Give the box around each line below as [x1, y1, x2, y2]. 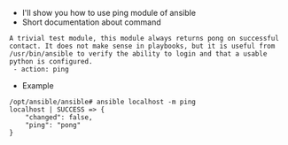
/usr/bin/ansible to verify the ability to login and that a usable [9, 50, 268, 58]
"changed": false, [25, 113, 93, 122]
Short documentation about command [21, 17, 161, 27]
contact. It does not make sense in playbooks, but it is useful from [9, 42, 276, 50]
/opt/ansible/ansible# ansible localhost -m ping [9, 97, 197, 106]
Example [21, 80, 55, 91]
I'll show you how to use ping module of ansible [21, 8, 197, 18]
